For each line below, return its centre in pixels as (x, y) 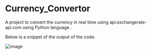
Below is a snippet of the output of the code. (50, 37)
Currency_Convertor (48, 9)
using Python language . (47, 27)
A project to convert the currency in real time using (57, 22)
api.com (13, 27)
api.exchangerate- (128, 22)
